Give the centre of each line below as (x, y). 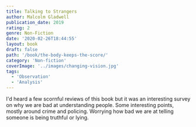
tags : (13, 71)
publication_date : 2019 (35, 22)
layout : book (22, 44)
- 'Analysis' (27, 83)
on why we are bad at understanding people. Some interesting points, (90, 105)
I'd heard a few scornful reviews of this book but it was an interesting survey (98, 99)
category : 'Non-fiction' (36, 60)
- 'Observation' (31, 77)
